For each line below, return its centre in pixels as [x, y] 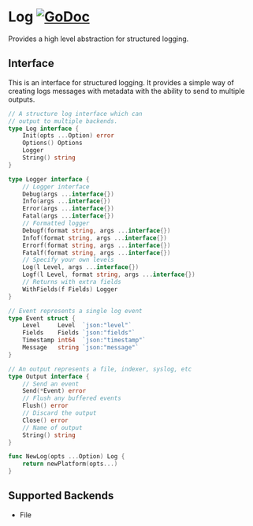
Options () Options [52, 143]
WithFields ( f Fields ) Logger [70, 289]
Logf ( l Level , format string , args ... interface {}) [109, 275]
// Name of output [52, 427]
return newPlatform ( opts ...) [70, 464]
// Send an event [51, 384]
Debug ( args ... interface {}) [68, 194]
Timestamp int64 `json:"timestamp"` [84, 340]
